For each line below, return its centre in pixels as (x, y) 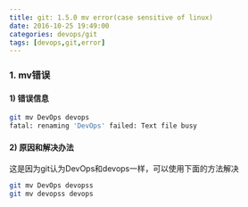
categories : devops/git (54, 34)
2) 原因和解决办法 (41, 147)
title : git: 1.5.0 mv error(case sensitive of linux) (112, 17)
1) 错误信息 (29, 98)
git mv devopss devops (51, 194)
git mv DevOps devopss (51, 186)
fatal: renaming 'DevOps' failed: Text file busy (103, 126)
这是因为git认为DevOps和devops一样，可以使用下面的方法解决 (124, 169)
